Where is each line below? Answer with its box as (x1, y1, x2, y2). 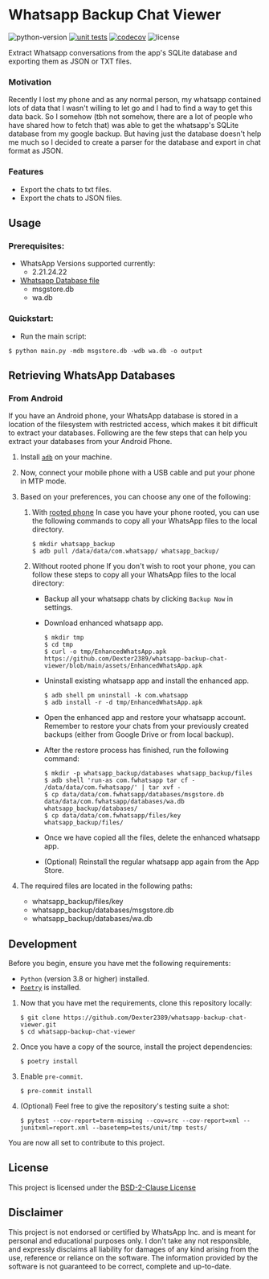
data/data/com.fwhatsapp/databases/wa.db (43, 798, 185, 806)
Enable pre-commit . (19, 1071, 84, 1081)
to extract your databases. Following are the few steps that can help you (8, 428, 247, 438)
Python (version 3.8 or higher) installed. (19, 974, 150, 984)
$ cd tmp (43, 641, 74, 649)
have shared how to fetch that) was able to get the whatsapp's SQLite (8, 121, 239, 130)
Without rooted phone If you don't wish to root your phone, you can (31, 561, 255, 571)
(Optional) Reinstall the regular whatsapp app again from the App (43, 857, 259, 866)
